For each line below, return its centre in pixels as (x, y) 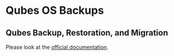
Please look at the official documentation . (57, 47)
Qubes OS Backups (55, 11)
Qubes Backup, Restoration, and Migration (87, 33)
